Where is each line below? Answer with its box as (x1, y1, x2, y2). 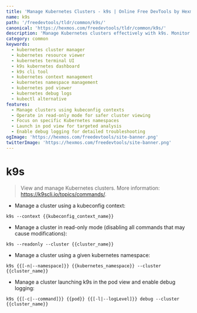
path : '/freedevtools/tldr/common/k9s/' (6, 19, 107, 25)
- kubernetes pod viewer (11, 85, 72, 91)
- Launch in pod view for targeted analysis (11, 123, 122, 129)
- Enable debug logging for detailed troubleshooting (11, 129, 145, 135)
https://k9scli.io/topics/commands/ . (20, 190, 107, 197)
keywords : (6, 42, 30, 48)
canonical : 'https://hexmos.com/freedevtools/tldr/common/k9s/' (6, 25, 167, 31)
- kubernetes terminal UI (11, 58, 75, 63)
